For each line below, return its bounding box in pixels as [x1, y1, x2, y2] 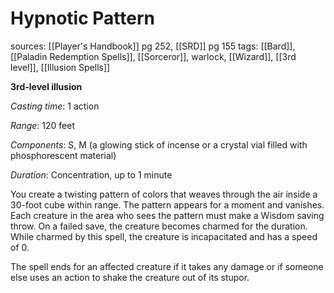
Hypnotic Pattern [10, 7, 155, 30]
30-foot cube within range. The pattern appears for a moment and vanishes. [10, 198, 325, 211]
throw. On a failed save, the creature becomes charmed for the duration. [10, 220, 308, 232]
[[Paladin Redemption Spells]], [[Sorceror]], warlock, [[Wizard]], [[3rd [10, 50, 297, 62]
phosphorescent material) [10, 149, 117, 161]
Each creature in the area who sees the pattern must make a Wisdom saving [10, 209, 325, 221]
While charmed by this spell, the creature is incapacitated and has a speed [10, 230, 318, 242]
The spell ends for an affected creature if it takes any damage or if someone [10, 260, 324, 272]
